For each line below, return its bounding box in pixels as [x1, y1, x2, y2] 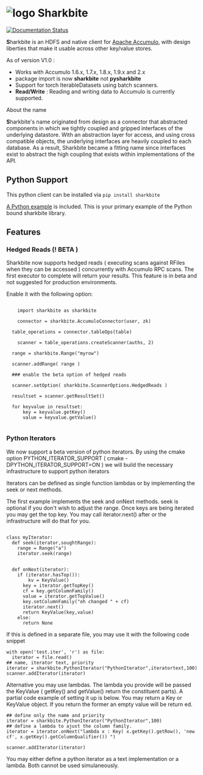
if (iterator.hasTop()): [17, 571, 80, 578]
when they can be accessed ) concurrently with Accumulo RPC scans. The [6, 266, 194, 273]
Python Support [6, 175, 68, 185]
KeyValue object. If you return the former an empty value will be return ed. [6, 700, 193, 708]
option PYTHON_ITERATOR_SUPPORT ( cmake [6, 454, 124, 461]
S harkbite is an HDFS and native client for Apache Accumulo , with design [6, 38, 191, 45]
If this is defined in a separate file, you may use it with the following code [6, 630, 190, 638]
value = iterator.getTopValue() [22, 593, 105, 599]
